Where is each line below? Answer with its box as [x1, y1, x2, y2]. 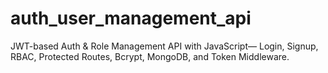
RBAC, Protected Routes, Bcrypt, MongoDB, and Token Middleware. [10, 50, 290, 62]
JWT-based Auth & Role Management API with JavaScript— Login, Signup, [10, 40, 319, 52]
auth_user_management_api [10, 7, 252, 30]
